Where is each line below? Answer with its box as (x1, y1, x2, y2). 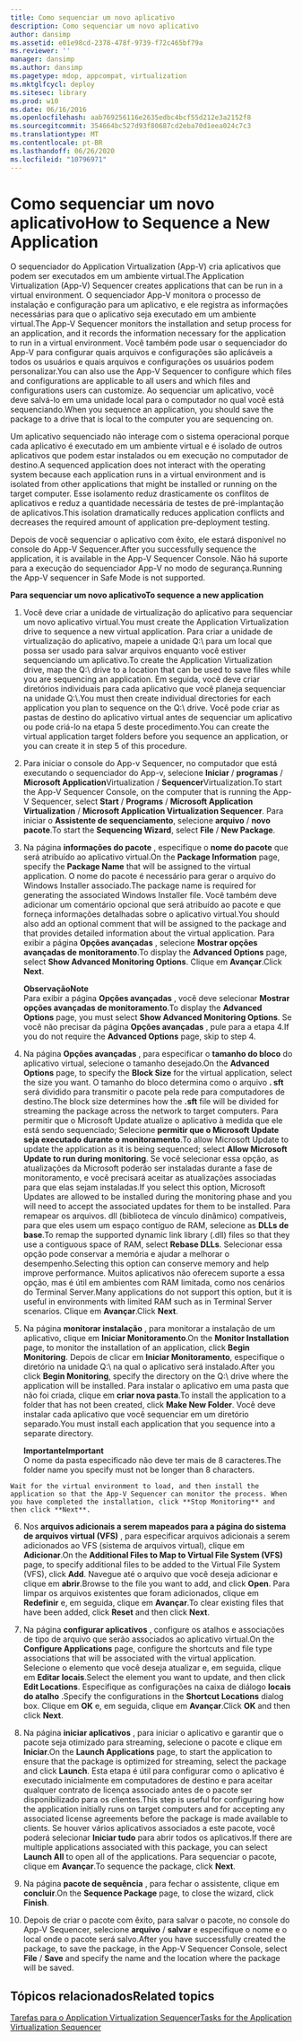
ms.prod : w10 (10, 96, 59, 106)
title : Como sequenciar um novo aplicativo (10, 13, 176, 22)
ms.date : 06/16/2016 (10, 105, 88, 114)
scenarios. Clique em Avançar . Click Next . (22, 1306, 178, 1317)
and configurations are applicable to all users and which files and (10, 376, 251, 387)
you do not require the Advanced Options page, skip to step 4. (22, 1031, 256, 1042)
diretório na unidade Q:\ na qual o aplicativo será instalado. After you (22, 1361, 276, 1373)
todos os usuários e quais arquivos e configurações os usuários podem (10, 356, 274, 368)
